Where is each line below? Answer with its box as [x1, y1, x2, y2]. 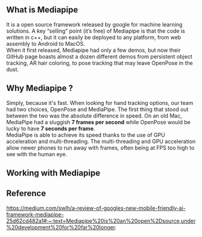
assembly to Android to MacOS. [6, 40, 86, 47]
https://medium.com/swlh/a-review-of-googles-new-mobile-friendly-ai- [6, 204, 186, 212]
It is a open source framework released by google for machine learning [6, 21, 183, 28]
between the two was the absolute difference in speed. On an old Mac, [6, 112, 182, 119]
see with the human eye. [6, 150, 68, 157]
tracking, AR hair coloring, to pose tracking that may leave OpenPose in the [6, 59, 193, 66]
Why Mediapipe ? [6, 83, 74, 93]
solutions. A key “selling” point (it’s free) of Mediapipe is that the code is [6, 27, 185, 34]
